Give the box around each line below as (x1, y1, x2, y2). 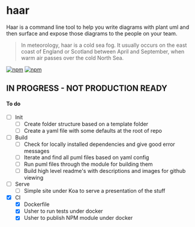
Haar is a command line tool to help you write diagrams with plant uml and (6, 23, 190, 31)
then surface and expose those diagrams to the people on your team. (6, 29, 178, 37)
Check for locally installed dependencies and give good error (23, 141, 175, 148)
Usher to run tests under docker (23, 208, 103, 215)
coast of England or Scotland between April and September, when (20, 47, 185, 55)
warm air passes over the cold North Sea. (20, 54, 124, 61)
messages (23, 147, 50, 154)
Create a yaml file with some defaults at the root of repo (23, 127, 163, 134)
